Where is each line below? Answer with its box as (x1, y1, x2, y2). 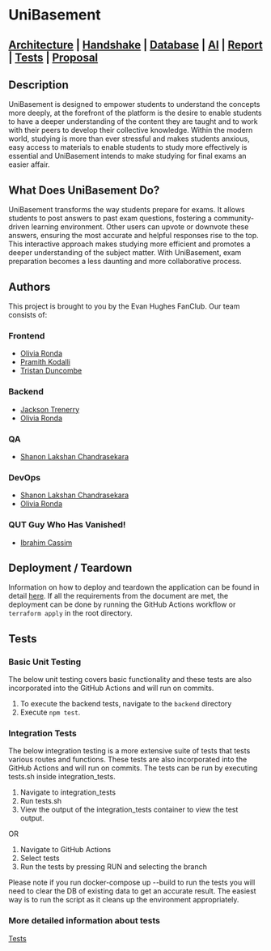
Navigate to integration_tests (19, 787, 116, 797)
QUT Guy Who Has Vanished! (8, 519, 126, 531)
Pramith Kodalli (19, 357, 71, 367)
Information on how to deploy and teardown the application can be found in (8, 582, 260, 592)
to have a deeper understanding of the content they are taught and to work (8, 117, 258, 126)
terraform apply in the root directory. (8, 608, 133, 618)
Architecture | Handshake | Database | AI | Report (8, 38, 263, 52)
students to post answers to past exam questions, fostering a (8, 213, 212, 224)
